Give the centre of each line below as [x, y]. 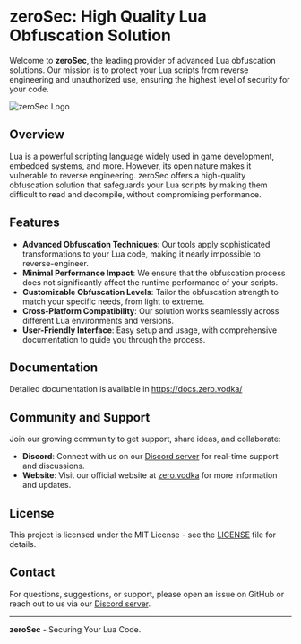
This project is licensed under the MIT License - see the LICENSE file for [142, 535]
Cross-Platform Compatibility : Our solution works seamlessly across [150, 310]
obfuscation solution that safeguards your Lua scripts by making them [138, 185]
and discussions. [53, 466]
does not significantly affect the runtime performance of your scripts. [150, 282]
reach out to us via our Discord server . [80, 604]
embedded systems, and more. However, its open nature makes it [130, 165]
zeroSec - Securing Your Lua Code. [75, 629]
